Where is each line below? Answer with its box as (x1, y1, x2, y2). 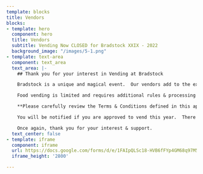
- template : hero (6, 25, 50, 32)
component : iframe (11, 142, 59, 148)
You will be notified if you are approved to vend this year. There (17, 114, 196, 120)
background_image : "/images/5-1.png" (11, 48, 107, 54)
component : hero (11, 31, 53, 37)
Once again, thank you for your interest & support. (17, 125, 153, 131)
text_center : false (11, 130, 61, 137)
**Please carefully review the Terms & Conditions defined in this (17, 103, 190, 109)
